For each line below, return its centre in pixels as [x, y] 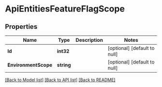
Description [89, 40]
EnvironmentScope [30, 65]
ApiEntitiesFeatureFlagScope [65, 9]
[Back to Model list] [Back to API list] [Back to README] [60, 80]
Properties [21, 27]
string [64, 65]
